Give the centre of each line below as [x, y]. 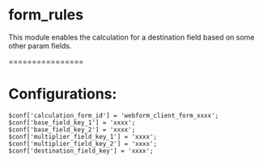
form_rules [46, 15]
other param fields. [40, 45]
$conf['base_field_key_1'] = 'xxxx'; [72, 123]
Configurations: [63, 94]
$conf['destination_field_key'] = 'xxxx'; [81, 151]
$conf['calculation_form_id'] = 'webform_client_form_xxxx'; [114, 115]
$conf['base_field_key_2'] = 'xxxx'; [72, 130]
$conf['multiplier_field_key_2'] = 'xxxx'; [83, 144]
